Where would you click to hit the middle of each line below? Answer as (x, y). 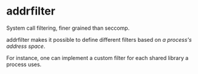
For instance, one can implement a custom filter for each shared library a (97, 58)
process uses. (24, 64)
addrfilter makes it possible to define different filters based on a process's (99, 39)
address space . (26, 46)
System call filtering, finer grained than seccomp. (68, 28)
